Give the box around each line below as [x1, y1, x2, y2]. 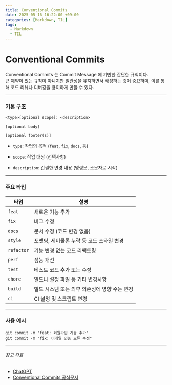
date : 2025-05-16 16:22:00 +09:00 [5, 12, 79, 17]
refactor [8, 247, 29, 253]
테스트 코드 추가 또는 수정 [34, 266, 92, 273]
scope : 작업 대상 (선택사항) [12, 154, 66, 160]
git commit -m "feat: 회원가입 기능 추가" [5, 330, 89, 335]
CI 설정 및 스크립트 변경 [34, 295, 88, 302]
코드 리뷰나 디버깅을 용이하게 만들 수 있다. [10, 84, 94, 90]
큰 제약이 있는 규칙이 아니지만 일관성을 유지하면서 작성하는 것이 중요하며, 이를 [5, 78, 160, 84]
